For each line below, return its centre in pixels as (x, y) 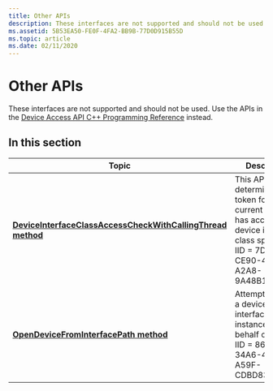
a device (251, 303)
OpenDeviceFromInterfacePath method (90, 334)
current (249, 209)
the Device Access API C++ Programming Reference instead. (111, 118)
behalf (247, 334)
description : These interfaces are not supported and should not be (127, 24)
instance (251, 324)
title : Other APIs (39, 16)
